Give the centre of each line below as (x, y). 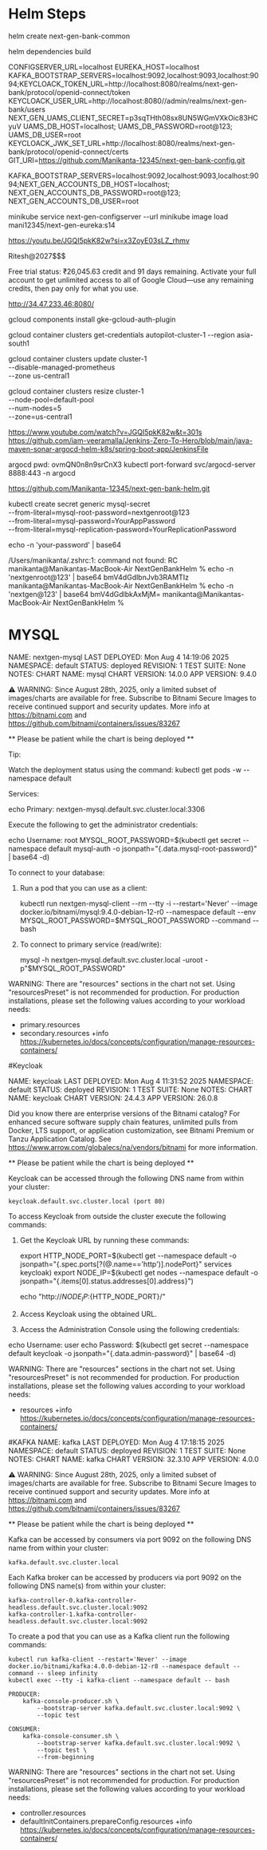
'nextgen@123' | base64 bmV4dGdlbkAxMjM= (84, 594)
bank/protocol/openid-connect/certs (69, 152)
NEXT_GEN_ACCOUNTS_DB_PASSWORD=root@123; (94, 192)
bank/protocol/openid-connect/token (69, 92)
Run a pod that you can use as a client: (83, 887)
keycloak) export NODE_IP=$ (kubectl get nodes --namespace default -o (139, 1272)
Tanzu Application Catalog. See (60, 1139)
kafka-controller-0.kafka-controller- (73, 1600)
